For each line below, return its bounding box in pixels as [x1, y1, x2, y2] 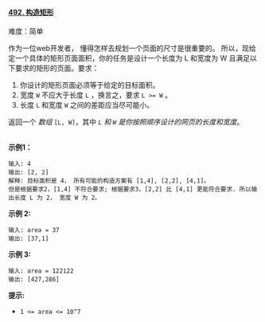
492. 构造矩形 [8, 7, 54, 17]
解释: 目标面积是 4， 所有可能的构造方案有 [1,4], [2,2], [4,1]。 [8, 177, 210, 185]
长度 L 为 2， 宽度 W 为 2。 [14, 194, 101, 202]
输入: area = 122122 [8, 267, 74, 275]
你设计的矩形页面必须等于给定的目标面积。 [19, 80, 160, 90]
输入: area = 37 [8, 226, 60, 234]
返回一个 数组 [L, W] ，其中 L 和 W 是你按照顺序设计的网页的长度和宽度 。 [8, 117, 244, 127]
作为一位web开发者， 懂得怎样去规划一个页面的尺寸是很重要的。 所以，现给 [8, 44, 256, 53]
